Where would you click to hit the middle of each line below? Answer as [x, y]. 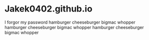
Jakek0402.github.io [49, 9]
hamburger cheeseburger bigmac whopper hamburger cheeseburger [74, 27]
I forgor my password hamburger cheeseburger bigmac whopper [70, 22]
